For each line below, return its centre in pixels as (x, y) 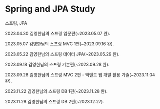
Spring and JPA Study (50, 9)
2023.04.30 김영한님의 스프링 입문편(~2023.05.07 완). (58, 33)
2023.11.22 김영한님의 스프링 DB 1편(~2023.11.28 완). (56, 91)
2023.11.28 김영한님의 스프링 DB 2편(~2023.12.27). (54, 101)
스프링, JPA (16, 23)
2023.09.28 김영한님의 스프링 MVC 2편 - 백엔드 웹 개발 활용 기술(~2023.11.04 (80, 74)
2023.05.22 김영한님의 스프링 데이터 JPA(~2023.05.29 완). (62, 54)
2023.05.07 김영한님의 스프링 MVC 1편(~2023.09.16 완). (60, 44)
